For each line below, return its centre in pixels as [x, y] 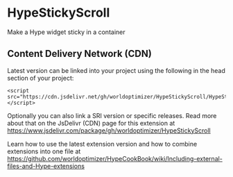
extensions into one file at [44, 151]
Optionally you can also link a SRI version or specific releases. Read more [112, 115]
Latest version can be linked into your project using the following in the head [116, 70]
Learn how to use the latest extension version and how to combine [102, 144]
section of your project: [41, 78]
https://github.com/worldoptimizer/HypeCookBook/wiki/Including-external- [115, 158]
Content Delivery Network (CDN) [80, 54]
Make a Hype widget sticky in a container [66, 32]
